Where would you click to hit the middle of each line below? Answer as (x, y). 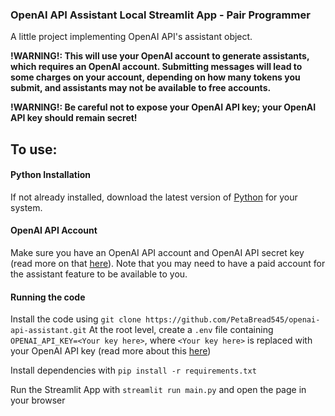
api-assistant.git (48, 331)
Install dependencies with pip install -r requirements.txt (133, 370)
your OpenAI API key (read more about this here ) (111, 351)
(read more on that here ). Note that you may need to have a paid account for (168, 264)
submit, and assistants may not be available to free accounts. (141, 88)
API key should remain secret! (74, 118)
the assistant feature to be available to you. (99, 274)
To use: (34, 149)
